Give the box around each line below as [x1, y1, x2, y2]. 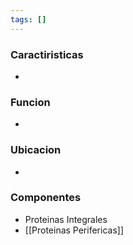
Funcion [10, 95, 51, 109]
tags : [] [10, 14, 47, 25]
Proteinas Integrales [24, 213, 108, 225]
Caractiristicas [10, 47, 84, 61]
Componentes [10, 191, 82, 205]
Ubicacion [10, 143, 62, 157]
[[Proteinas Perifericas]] [24, 224, 124, 236]
